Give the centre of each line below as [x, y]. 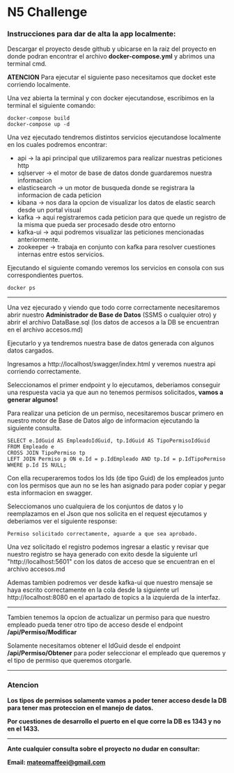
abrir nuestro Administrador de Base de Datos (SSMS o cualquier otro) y [112, 315]
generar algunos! [33, 400]
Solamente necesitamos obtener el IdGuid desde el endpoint [94, 646]
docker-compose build [39, 118]
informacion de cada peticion [60, 195]
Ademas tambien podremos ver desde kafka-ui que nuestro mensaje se [110, 583]
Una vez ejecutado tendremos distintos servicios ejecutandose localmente [114, 137]
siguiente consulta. [34, 428]
